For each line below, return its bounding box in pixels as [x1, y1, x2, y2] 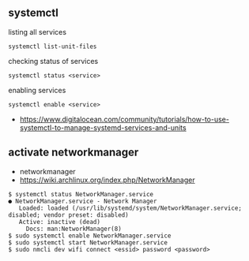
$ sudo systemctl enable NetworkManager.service [8, 232, 172, 240]
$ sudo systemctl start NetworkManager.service [8, 238, 168, 247]
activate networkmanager [8, 146, 139, 159]
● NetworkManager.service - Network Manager [8, 197, 157, 205]
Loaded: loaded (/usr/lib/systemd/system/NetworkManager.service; [18, 204, 243, 212]
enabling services [8, 85, 66, 95]
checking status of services [8, 56, 99, 65]
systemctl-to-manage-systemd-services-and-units [19, 122, 187, 132]
